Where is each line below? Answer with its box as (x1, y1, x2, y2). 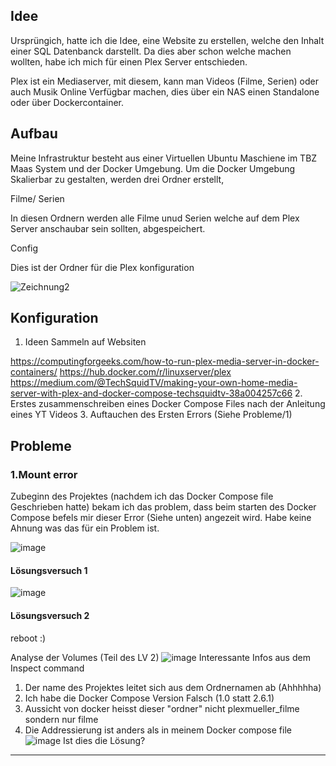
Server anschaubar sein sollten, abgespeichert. (10, 222, 206, 234)
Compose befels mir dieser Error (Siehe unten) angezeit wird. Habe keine (10, 512, 312, 524)
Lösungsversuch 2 (10, 609, 90, 621)
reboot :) (10, 632, 47, 644)
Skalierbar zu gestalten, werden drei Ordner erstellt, (10, 173, 225, 185)
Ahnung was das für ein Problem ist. (10, 522, 160, 534)
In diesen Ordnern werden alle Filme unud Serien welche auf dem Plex (10, 212, 300, 224)
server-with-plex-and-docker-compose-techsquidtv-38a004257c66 (10, 387, 293, 399)
